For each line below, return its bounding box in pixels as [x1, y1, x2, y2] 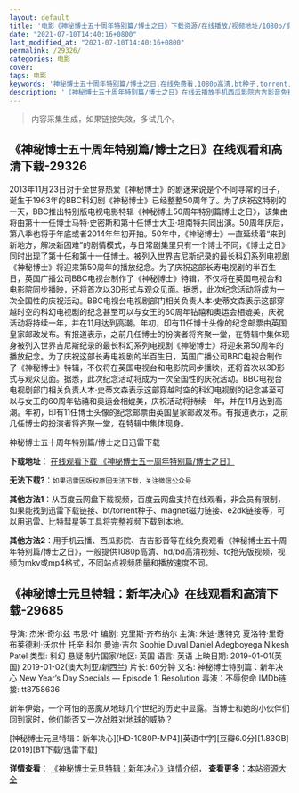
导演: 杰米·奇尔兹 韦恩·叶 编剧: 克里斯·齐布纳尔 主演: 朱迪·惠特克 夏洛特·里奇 [9, 628, 285, 639]
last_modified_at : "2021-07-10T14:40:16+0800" [9, 37, 185, 47]
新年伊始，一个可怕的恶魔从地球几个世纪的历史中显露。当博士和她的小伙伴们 [9, 703, 290, 714]
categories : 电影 [9, 54, 71, 63]
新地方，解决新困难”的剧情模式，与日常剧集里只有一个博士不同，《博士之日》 [9, 240, 290, 251]
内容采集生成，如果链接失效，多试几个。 [30, 113, 180, 124]
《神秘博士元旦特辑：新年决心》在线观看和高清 [9, 586, 267, 601]
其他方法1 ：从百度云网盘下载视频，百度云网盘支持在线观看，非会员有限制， [9, 494, 287, 505]
